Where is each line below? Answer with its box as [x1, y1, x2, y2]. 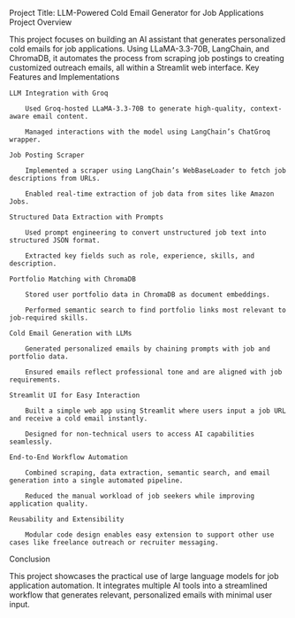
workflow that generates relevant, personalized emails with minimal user [9, 590, 273, 600]
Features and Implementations [9, 72, 120, 82]
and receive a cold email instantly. [9, 414, 148, 423]
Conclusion [9, 553, 51, 564]
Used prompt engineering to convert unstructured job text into [25, 228, 267, 237]
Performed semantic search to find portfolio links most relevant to [25, 305, 287, 314]
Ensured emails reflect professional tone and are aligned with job [25, 367, 283, 376]
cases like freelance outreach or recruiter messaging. [9, 538, 219, 547]
